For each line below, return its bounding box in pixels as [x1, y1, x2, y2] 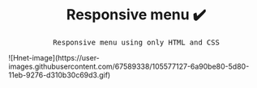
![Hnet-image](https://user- [8, 52, 100, 62]
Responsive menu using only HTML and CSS [52, 37, 221, 47]
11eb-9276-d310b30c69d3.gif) [8, 69, 111, 80]
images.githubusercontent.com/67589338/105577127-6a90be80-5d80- [8, 61, 250, 71]
